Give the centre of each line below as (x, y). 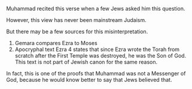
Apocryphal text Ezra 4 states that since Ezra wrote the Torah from (97, 49)
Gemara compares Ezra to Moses (56, 43)
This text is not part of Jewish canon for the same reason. (86, 62)
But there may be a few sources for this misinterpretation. (77, 31)
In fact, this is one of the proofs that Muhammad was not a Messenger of (96, 73)
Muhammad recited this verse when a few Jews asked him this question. (96, 9)
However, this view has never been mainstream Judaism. (76, 20)
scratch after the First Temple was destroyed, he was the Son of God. (100, 55)
